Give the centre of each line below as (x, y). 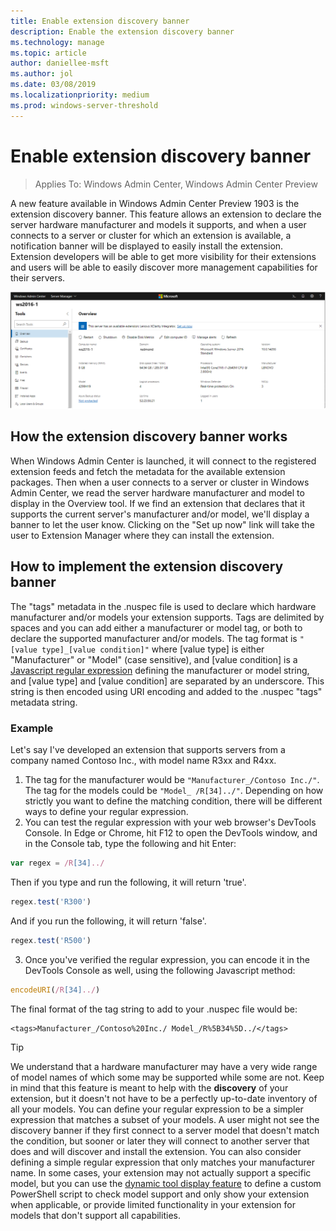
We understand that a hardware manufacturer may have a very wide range (164, 1066)
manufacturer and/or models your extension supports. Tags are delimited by (167, 617)
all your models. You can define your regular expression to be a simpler (157, 1109)
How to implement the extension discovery (147, 566)
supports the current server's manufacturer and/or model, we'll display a (160, 514)
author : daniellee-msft (60, 63)
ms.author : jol (42, 74)
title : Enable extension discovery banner (100, 21)
